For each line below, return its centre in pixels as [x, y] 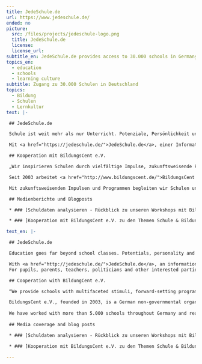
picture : [17, 29]
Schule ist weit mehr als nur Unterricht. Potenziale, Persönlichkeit [99, 134]
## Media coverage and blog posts [52, 324]
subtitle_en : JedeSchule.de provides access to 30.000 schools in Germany [102, 56]
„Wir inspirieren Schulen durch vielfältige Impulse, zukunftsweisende [100, 166]
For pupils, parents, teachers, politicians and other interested [94, 270]
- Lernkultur [28, 107]
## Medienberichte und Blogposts [51, 199]
